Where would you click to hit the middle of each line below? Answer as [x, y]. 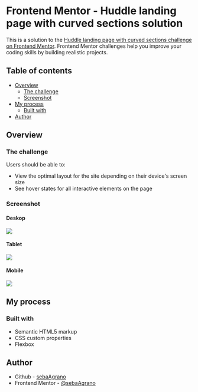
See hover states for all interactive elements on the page [83, 189]
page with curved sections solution [95, 23]
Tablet [14, 244]
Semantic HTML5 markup [46, 331]
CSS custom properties [43, 338]
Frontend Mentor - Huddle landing [91, 11]
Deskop [16, 218]
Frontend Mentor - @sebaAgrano [55, 383]
